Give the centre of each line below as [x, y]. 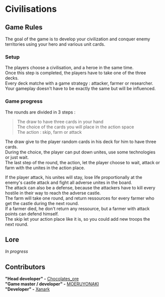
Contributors [25, 267]
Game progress [24, 101]
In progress [17, 251]
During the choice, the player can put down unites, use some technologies [80, 152]
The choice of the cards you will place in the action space [75, 127]
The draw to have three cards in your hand [60, 121]
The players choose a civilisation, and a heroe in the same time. [69, 68]
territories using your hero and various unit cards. [55, 44]
